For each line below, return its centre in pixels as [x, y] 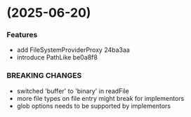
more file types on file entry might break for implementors [100, 98]
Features [22, 35]
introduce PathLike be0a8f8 [57, 57]
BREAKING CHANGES [44, 76]
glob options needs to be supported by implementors [94, 106]
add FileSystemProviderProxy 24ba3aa [73, 50]
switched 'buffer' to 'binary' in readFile [73, 91]
